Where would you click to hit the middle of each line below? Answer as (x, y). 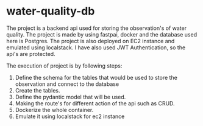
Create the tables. (37, 90)
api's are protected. (31, 54)
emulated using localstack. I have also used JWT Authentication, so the (96, 47)
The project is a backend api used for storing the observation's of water (97, 28)
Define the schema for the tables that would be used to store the (96, 77)
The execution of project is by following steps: (64, 66)
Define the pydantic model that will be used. (70, 97)
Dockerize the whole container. (54, 110)
